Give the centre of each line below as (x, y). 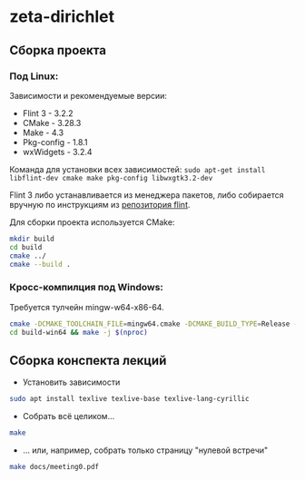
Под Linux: (34, 76)
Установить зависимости (71, 382)
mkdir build (32, 239)
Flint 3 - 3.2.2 (48, 113)
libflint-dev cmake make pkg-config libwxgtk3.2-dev (111, 178)
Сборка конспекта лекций (88, 360)
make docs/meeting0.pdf (54, 466)
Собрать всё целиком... (69, 416)
